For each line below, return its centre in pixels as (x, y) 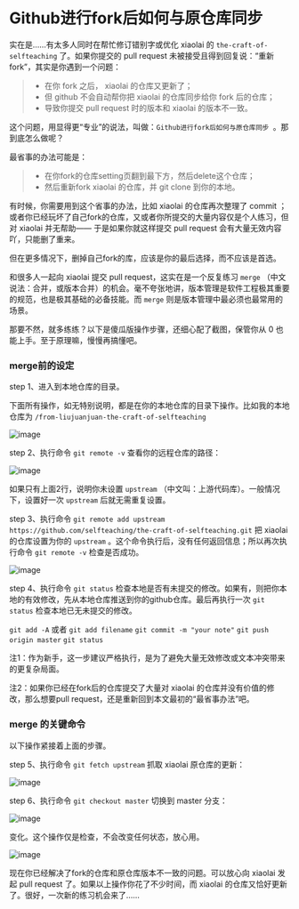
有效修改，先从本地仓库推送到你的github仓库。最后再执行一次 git (145, 599)
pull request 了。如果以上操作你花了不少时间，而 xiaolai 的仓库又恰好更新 (153, 884)
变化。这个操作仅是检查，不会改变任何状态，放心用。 (107, 836)
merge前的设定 (42, 366)
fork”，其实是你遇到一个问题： (65, 67)
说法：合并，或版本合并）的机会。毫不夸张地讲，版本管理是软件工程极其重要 (149, 288)
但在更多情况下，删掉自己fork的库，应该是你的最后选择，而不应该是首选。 (145, 258)
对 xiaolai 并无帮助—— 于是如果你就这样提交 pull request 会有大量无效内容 (145, 228)
